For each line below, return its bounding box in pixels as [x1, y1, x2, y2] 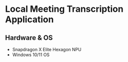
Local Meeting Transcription [5, 3, 124, 15]
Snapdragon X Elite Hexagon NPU [12, 47, 82, 52]
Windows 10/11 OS [12, 52, 50, 58]
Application [5, 14, 54, 25]
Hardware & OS [5, 33, 53, 42]
